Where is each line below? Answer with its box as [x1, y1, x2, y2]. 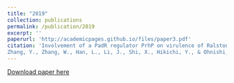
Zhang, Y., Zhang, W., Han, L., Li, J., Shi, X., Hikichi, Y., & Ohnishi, [7, 49, 229, 56]
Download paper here [7, 67, 70, 76]
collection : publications [7, 17, 82, 24]
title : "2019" [7, 10, 49, 17]
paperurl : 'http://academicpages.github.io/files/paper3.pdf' [7, 36, 192, 43]
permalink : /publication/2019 [7, 23, 95, 30]
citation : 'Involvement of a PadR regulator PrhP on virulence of [7, 42, 204, 49]
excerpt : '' [7, 29, 42, 37]
